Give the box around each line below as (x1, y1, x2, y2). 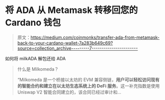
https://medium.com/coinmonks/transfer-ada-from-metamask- (30, 34, 160, 40)
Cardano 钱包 (5, 17, 61, 28)
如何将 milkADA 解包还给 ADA (5, 55, 66, 61)
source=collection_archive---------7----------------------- (17, 45, 138, 51)
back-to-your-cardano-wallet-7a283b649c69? (17, 40, 113, 46)
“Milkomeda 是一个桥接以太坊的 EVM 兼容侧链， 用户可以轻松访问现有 (17, 77, 160, 83)
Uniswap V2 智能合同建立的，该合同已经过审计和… (17, 89, 122, 95)
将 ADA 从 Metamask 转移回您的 (5, 4, 138, 16)
